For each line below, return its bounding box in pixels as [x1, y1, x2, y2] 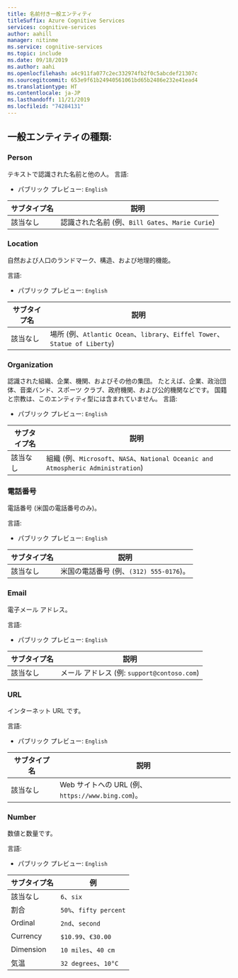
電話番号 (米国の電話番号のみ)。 [7, 504, 101, 512]
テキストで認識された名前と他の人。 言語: [7, 170, 129, 178]
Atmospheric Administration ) [45, 463, 144, 473]
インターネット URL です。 [7, 707, 85, 715]
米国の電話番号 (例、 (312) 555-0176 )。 [60, 566, 190, 576]
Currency [11, 931, 42, 941]
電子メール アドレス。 [7, 605, 72, 614]
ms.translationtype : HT [7, 83, 78, 90]
